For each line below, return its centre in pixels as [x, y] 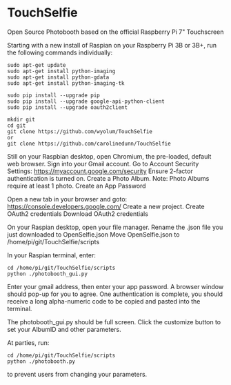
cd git [17, 126]
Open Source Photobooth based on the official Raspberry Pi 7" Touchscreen [115, 32]
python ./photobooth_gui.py [48, 274]
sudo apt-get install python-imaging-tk [66, 83]
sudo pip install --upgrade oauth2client [68, 107]
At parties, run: [28, 342]
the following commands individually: [60, 52]
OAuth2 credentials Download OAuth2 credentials [78, 214]
